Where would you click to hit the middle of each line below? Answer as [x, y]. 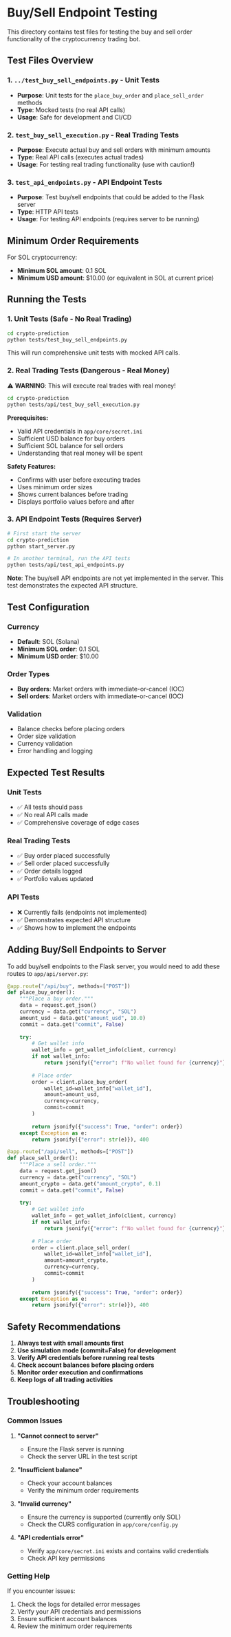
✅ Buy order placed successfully [64, 856]
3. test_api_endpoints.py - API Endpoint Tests [85, 182]
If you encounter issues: [41, 1591]
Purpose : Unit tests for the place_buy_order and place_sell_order [110, 95]
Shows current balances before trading [73, 494]
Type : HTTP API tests [48, 212]
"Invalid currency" [44, 1504]
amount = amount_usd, [71, 1095]
